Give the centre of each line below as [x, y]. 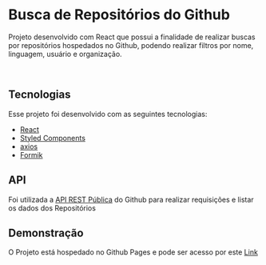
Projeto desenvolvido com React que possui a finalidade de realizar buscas [132, 37]
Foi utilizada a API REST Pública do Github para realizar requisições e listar [131, 199]
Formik [31, 155]
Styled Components [53, 138]
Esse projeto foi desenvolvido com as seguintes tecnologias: [108, 114]
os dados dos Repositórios [52, 208]
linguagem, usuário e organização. [65, 54]
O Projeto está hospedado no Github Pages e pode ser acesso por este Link [133, 252]
